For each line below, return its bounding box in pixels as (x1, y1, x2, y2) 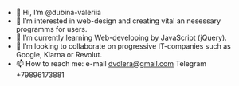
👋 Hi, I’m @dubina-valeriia (15, 8, 102, 17)
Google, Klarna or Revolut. (15, 50, 102, 59)
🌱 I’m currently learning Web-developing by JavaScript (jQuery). (15, 33, 227, 42)
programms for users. (15, 25, 88, 33)
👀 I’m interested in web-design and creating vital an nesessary (15, 16, 221, 25)
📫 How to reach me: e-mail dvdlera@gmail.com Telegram (15, 59, 207, 68)
